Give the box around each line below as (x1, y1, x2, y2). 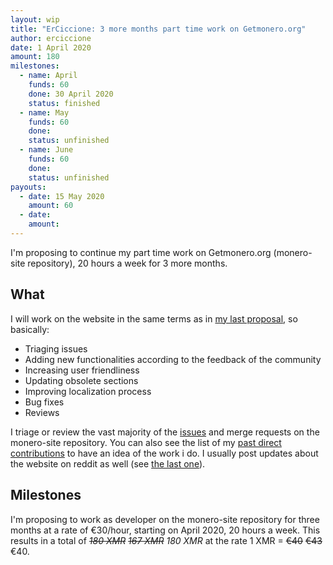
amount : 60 (28, 201, 74, 211)
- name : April (19, 71, 78, 81)
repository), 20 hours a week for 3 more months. (27, 257, 228, 269)
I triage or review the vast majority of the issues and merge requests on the (10, 426, 320, 438)
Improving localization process (24, 385, 152, 397)
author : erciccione (10, 33, 92, 43)
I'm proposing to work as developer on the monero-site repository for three (10, 513, 320, 525)
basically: (10, 323, 50, 335)
